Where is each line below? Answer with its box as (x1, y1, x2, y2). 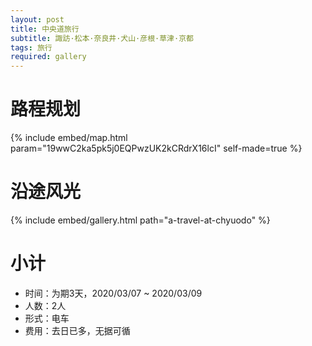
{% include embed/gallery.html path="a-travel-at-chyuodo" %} (10, 214, 271, 226)
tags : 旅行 (10, 42, 53, 53)
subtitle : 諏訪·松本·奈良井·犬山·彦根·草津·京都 (10, 33, 194, 43)
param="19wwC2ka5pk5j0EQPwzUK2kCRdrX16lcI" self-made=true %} (10, 142, 303, 155)
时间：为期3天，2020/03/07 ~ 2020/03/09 (24, 287, 203, 299)
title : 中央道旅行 (10, 24, 80, 34)
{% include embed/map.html (10, 132, 128, 144)
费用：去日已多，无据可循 (24, 324, 131, 336)
